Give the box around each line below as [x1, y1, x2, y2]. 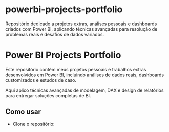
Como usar [5, 107, 41, 116]
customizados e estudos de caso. [5, 77, 77, 83]
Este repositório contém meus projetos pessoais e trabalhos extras [5, 66, 146, 72]
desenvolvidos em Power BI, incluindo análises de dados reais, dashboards [5, 72, 164, 78]
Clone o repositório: [12, 121, 55, 127]
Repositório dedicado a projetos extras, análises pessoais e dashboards [5, 20, 157, 27]
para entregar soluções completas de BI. [5, 92, 91, 98]
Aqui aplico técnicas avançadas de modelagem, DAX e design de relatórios [5, 87, 164, 93]
